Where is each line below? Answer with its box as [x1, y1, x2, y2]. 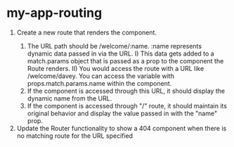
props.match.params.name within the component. [27, 79, 172, 87]
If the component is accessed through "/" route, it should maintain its [27, 101, 228, 110]
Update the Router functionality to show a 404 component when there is [16, 124, 227, 132]
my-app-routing [6, 5, 103, 21]
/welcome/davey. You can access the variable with [27, 72, 175, 80]
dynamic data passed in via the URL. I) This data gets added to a [27, 49, 215, 58]
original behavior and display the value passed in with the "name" [27, 109, 218, 117]
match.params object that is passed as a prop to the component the [27, 56, 224, 65]
